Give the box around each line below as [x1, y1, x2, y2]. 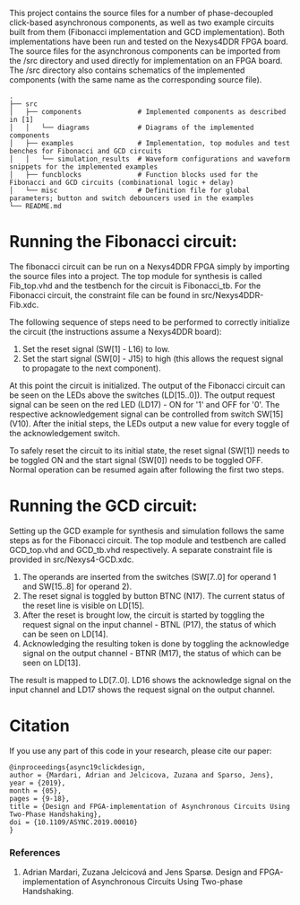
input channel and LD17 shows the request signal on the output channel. [9, 684, 276, 695]
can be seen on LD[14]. [21, 628, 109, 639]
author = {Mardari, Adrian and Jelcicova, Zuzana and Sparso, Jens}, [9, 770, 275, 779]
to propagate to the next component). [21, 363, 161, 373]
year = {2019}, [9, 778, 66, 787]
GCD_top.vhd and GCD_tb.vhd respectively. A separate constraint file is [9, 544, 273, 555]
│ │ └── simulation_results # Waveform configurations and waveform [9, 154, 291, 163]
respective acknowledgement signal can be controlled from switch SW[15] [9, 409, 284, 419]
